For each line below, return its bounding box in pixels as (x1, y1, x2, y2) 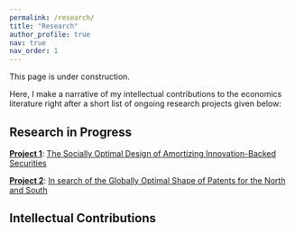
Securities (9, 157, 47, 168)
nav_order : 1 (9, 47, 59, 56)
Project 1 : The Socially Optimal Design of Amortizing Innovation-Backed (9, 147, 277, 158)
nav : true (9, 38, 47, 48)
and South (9, 184, 48, 195)
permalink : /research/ (9, 13, 95, 22)
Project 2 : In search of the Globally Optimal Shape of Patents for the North (9, 174, 286, 185)
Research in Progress (9, 124, 133, 139)
